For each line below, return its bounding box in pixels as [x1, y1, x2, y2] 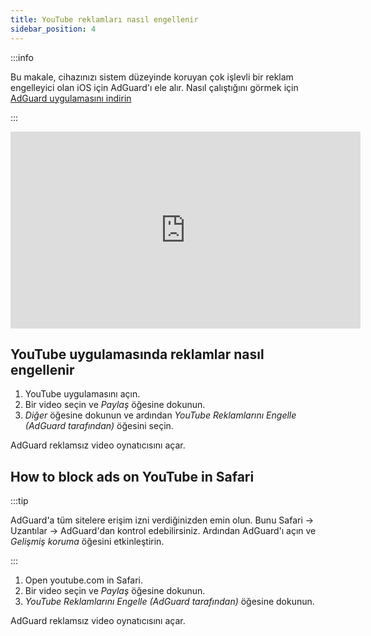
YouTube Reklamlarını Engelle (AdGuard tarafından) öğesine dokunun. [24, 596, 315, 608]
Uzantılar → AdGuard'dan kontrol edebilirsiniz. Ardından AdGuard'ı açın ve [10, 525, 317, 537]
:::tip [10, 495, 29, 507]
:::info [10, 51, 34, 63]
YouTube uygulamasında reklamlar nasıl [10, 346, 265, 363]
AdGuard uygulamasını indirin [10, 92, 132, 104]
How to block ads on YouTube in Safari [10, 468, 255, 485]
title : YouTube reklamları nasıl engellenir [10, 14, 199, 25]
